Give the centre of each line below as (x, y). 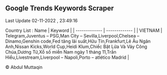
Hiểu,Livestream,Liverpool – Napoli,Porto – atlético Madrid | (67, 57)
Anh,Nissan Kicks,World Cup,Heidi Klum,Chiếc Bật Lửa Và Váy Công (76, 46)
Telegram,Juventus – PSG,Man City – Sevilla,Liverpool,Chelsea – (72, 35)
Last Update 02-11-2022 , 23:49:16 (41, 20)
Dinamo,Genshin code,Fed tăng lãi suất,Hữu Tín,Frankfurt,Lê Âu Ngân (78, 41)
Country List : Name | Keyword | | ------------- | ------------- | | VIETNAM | (84, 30)
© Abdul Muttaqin (24, 67)
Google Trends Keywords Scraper (59, 8)
